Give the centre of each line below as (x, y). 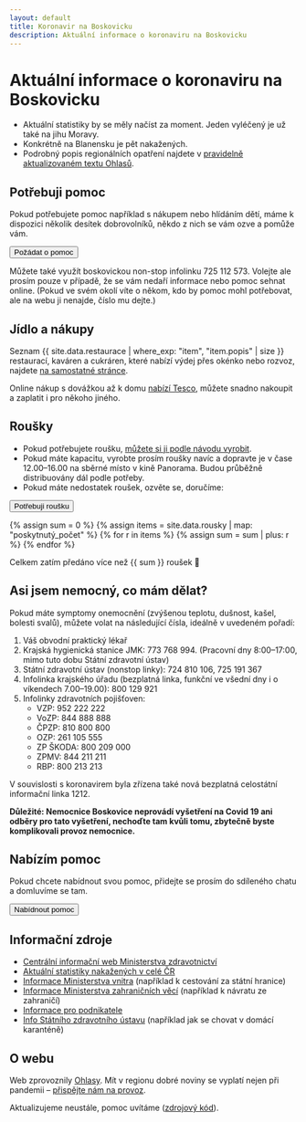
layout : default (40, 18)
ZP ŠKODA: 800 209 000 (83, 747)
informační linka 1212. (50, 793)
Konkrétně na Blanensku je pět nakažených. (105, 144)
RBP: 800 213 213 (69, 766)
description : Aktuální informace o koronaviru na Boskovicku (128, 35)
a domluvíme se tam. (49, 891)
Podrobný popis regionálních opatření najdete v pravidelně (133, 154)
